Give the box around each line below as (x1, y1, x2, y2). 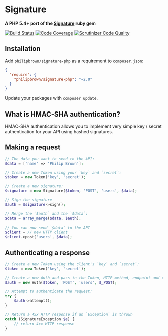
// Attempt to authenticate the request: (5, 289, 93, 294)
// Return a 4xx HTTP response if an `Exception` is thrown (5, 312, 133, 317)
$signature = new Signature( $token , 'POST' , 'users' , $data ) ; (5, 188, 137, 194)
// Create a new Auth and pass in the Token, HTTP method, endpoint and (5, 275, 160, 280)
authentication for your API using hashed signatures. (5, 128, 113, 134)
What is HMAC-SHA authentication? (5, 109, 121, 119)
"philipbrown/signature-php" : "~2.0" (14, 77, 93, 82)
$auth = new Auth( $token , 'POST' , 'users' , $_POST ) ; (5, 280, 117, 285)
